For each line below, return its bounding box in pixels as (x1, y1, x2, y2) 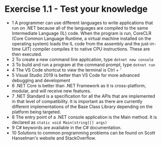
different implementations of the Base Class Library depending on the (11, 104, 153, 109)
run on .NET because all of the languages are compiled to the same (11, 25, 148, 31)
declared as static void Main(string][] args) (11, 119, 108, 125)
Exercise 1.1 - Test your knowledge (4, 3, 148, 15)
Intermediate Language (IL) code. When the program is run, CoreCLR (11, 30, 152, 36)
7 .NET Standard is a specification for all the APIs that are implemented (11, 93, 156, 99)
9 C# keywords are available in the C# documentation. (11, 124, 122, 130)
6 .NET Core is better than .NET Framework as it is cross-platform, (11, 82, 146, 88)
